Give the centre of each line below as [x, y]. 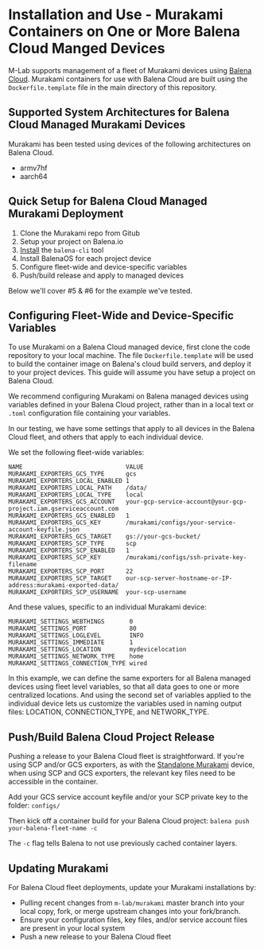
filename [23, 565]
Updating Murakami [58, 868]
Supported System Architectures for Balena [119, 113]
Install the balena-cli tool [62, 250]
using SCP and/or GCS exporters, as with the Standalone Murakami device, [132, 764]
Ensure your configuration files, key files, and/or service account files [134, 920]
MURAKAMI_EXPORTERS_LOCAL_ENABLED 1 [69, 481]
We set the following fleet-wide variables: [76, 453]
